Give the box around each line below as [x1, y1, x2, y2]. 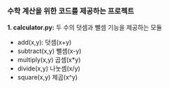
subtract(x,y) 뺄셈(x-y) [17, 47, 82, 55]
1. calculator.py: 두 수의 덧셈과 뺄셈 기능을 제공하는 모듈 [7, 23, 163, 32]
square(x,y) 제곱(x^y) [17, 73, 78, 82]
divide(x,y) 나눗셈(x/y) [17, 64, 80, 73]
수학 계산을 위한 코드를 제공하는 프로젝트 [7, 6, 135, 15]
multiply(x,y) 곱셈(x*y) [17, 56, 81, 64]
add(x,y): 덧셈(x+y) [17, 38, 72, 47]
